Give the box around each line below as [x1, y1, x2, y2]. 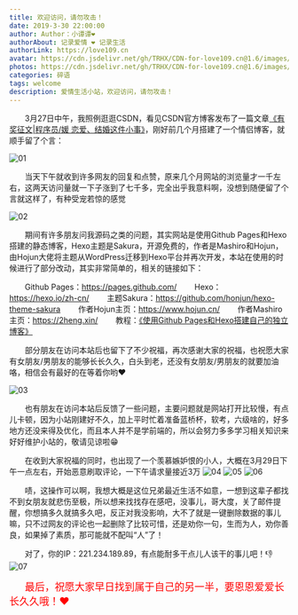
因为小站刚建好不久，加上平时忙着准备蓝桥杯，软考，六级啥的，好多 [39, 414, 289, 424]
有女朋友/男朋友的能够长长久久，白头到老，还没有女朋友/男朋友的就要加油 [9, 356, 279, 367]
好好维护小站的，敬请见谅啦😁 [9, 436, 119, 446]
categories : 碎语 [9, 71, 71, 80]
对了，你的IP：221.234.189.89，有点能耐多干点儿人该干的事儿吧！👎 [25, 548, 273, 559]
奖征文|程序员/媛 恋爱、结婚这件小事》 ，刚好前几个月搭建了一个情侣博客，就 [9, 123, 286, 134]
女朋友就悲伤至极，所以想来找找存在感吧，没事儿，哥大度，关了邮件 [24, 496, 273, 507]
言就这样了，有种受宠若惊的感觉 [9, 193, 126, 204]
